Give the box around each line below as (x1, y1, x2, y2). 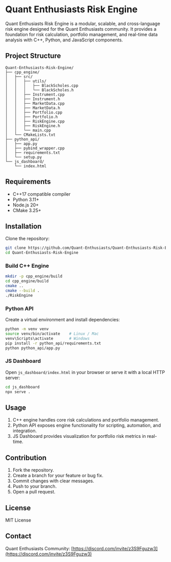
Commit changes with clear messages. (12, 478, 94, 484)
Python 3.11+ (12, 196, 40, 202)
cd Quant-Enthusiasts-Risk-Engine (5, 250, 79, 255)
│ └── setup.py (5, 154, 42, 159)
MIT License (5, 517, 32, 523)
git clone (5, 245, 26, 251)
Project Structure (5, 52, 61, 60)
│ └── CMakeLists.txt (5, 132, 56, 137)
